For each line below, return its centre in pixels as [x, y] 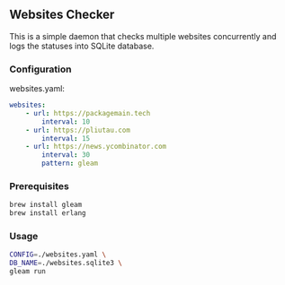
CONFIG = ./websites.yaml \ [58, 255]
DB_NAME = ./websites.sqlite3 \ [66, 263]
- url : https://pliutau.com [78, 130]
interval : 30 [66, 155]
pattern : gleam [70, 164]
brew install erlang [48, 213]
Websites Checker [62, 15]
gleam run [28, 272]
